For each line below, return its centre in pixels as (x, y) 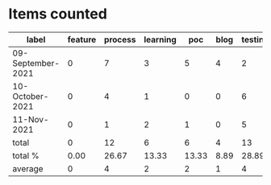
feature (82, 39)
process (120, 39)
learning (161, 39)
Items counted (58, 14)
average (28, 168)
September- (36, 63)
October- (31, 96)
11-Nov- (31, 119)
